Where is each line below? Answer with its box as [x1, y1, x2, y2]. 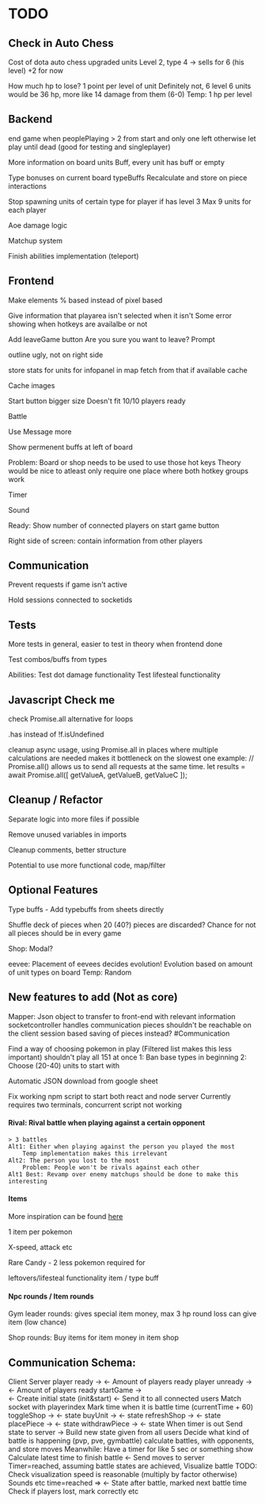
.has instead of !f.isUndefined [8, 729, 104, 739]
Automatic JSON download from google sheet [8, 1076, 158, 1086]
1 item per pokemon [8, 1227, 73, 1237]
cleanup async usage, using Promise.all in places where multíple [8, 745, 219, 755]
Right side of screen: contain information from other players [8, 536, 203, 545]
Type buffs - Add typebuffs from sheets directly [8, 904, 165, 914]
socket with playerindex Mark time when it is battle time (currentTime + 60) [8, 1402, 254, 1411]
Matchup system [8, 236, 63, 245]
